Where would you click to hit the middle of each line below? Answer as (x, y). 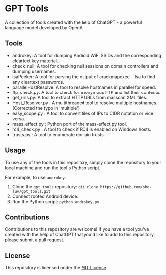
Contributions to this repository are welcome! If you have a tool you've (77, 229)
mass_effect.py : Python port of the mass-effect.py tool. (70, 124)
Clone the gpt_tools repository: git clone (55, 186)
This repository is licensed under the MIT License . (56, 268)
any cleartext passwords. (38, 82)
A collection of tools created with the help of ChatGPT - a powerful (74, 22)
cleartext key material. (35, 61)
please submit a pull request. (35, 240)
